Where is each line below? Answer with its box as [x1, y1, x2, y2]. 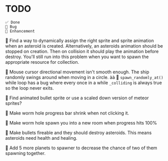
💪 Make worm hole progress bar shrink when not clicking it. [5, 110, 130, 116]
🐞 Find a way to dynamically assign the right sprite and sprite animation [5, 37, 154, 44]
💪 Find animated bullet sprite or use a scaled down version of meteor [5, 95, 149, 101]
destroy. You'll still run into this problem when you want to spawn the [5, 54, 149, 60]
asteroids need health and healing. [5, 135, 77, 141]
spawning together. [5, 150, 46, 156]
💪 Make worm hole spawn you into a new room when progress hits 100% [5, 119, 157, 126]
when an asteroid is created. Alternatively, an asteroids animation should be [5, 43, 163, 49]
